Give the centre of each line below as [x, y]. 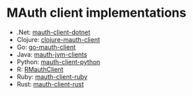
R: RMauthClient [40, 69]
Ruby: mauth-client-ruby [52, 76]
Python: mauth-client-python [58, 61]
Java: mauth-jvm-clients [52, 54]
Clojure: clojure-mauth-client [58, 39]
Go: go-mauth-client [46, 47]
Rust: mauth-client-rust [50, 84]
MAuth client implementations [96, 13]
